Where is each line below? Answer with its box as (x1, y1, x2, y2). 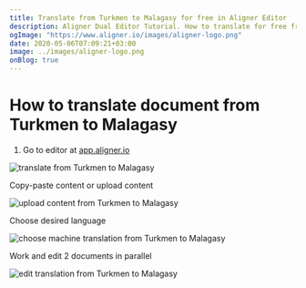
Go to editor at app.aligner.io (22, 144, 130, 155)
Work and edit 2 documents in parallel (9, 250, 152, 261)
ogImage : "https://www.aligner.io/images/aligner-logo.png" (9, 30, 243, 39)
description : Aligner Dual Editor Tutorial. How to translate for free (9, 22, 287, 31)
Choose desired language (9, 215, 107, 226)
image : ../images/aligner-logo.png (9, 47, 145, 57)
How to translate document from (9, 95, 260, 116)
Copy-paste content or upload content (9, 180, 154, 190)
